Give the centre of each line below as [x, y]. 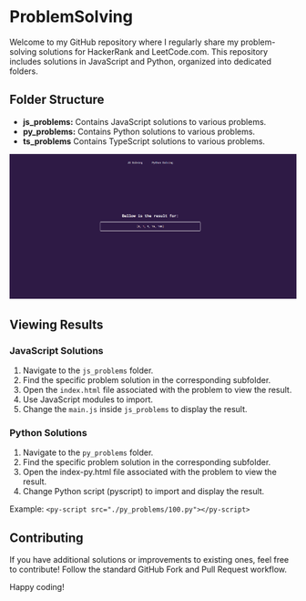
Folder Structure [57, 100]
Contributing [46, 538]
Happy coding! [37, 587]
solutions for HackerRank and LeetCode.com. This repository [153, 51]
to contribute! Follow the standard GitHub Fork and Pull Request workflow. [148, 570]
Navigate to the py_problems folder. [88, 452]
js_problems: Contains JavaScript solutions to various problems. [144, 121]
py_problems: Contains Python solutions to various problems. [139, 131]
